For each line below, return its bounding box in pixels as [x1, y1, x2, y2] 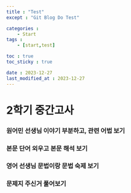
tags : [6, 37, 23, 43]
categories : [6, 25, 39, 31]
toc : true [6, 53, 34, 59]
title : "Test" [6, 8, 45, 15]
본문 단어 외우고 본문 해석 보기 [6, 144, 88, 152]
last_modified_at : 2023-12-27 [6, 75, 85, 82]
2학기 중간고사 [6, 103, 74, 117]
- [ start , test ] [17, 42, 56, 48]
